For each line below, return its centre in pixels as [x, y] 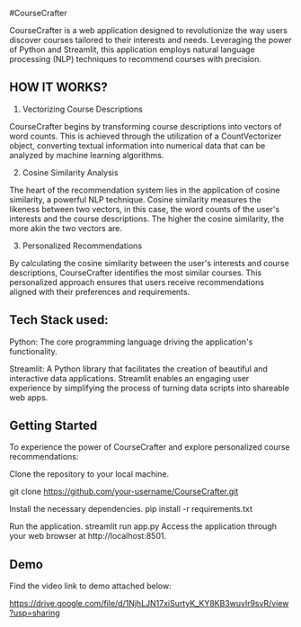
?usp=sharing [35, 613]
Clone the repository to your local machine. [89, 474]
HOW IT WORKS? [58, 88]
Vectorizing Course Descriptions [83, 109]
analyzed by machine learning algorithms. [87, 155]
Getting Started [53, 426]
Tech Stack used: [59, 320]
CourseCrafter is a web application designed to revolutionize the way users [148, 30]
